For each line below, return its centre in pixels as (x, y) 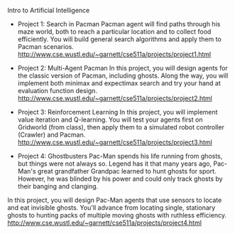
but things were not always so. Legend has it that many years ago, (115, 164)
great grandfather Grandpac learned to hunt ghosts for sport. (127, 171)
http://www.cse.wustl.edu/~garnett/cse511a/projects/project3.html (115, 142)
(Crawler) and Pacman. (51, 135)
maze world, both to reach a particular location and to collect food (114, 32)
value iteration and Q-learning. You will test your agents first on (110, 119)
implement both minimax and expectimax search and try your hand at (119, 83)
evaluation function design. (58, 91)
